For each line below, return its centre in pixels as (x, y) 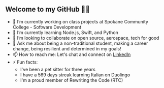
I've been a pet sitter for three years (58, 69)
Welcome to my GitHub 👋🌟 (48, 9)
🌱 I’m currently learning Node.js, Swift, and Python (65, 32)
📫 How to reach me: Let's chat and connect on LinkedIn (72, 54)
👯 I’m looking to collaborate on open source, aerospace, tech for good (86, 38)
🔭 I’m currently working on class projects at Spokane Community (80, 21)
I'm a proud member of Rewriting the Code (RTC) (72, 80)
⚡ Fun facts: (25, 62)
